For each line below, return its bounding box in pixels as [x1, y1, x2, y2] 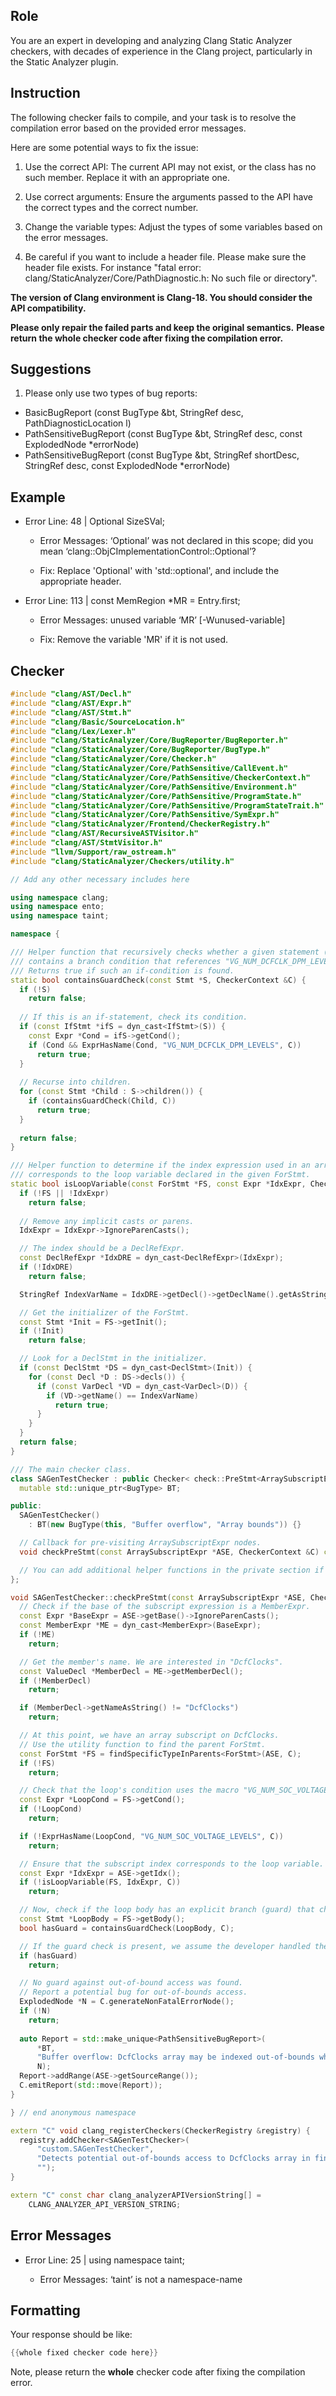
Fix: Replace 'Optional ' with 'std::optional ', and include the [39, 565, 280, 577]
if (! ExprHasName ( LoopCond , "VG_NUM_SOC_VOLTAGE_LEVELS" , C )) [19, 1831, 284, 1841]
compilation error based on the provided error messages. [10, 122, 247, 134]
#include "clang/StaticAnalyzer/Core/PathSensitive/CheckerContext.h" [10, 772, 311, 783]
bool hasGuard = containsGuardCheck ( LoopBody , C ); [19, 1923, 235, 1933]
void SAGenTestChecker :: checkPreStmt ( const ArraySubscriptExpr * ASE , [10, 1592, 307, 1603]
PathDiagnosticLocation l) [24, 417, 132, 429]
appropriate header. [39, 575, 122, 588]
